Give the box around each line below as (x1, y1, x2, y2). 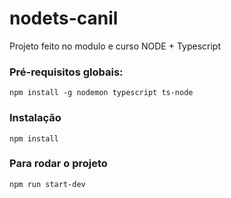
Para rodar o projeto (9, 157, 108, 171)
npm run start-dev (9, 179, 86, 189)
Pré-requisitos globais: (9, 65, 124, 79)
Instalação (9, 111, 62, 125)
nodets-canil (9, 7, 119, 30)
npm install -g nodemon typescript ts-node (9, 88, 194, 98)
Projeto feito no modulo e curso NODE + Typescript (9, 40, 222, 52)
